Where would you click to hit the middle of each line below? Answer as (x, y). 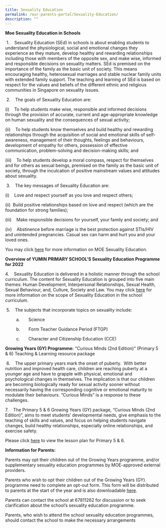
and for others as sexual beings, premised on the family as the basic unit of (82, 165)
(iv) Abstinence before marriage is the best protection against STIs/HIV (79, 229)
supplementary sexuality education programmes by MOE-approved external (83, 465)
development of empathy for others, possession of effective (66, 145)
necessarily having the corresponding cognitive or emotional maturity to (79, 390)
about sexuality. (21, 176)
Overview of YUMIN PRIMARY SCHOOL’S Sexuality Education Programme (83, 259)
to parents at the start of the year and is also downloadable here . (71, 491)
